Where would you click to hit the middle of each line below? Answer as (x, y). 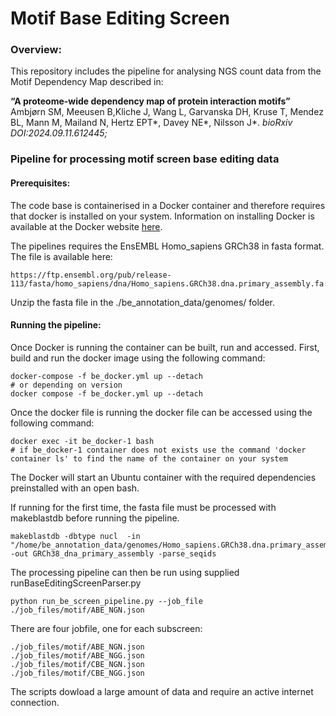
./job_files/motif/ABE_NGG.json (77, 655)
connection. (35, 702)
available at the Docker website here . (86, 226)
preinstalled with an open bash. (75, 488)
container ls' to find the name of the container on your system (149, 458)
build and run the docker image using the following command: (138, 358)
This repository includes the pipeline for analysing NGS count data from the (166, 71)
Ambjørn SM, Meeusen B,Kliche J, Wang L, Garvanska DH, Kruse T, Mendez (167, 112)
